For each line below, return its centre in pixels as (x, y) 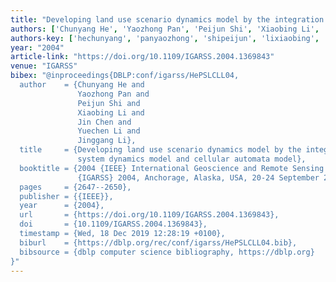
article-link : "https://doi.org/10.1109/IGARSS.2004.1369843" (142, 57)
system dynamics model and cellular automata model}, (192, 159)
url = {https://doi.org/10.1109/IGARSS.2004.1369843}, (149, 215)
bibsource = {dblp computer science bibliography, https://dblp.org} (167, 252)
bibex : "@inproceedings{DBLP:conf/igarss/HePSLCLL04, (125, 76)
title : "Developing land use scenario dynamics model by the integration (167, 19)
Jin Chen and (104, 122)
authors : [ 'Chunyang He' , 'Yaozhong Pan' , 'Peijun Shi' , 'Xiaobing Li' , (165, 29)
